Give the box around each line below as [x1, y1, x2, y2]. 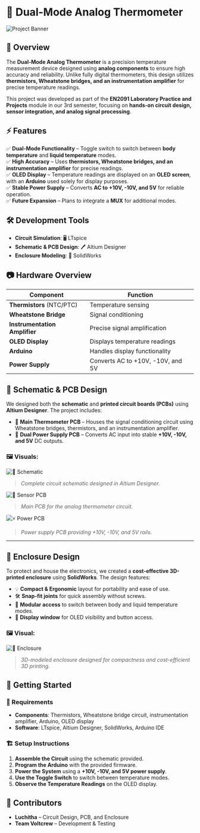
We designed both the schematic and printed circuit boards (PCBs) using [6, 400, 189, 408]
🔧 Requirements [6, 698, 54, 706]
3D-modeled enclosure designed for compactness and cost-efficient [20, 656, 190, 664]
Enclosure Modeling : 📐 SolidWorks [14, 252, 102, 259]
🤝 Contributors [6, 798, 62, 808]
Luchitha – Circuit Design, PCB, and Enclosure [14, 814, 129, 821]
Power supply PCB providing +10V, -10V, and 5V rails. [20, 529, 152, 536]
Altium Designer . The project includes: [6, 407, 102, 414]
